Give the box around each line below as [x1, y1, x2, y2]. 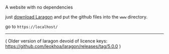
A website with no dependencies [5, 4, 73, 10]
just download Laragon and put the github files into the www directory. [5, 14, 148, 19]
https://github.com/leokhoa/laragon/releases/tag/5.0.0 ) [5, 43, 121, 49]
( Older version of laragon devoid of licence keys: [5, 38, 108, 44]
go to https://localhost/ [5, 23, 58, 29]
